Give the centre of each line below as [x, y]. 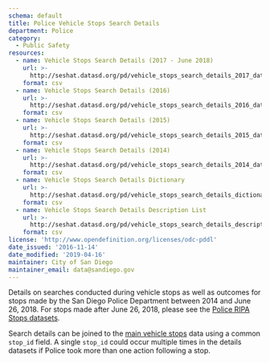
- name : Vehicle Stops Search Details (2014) [93, 150]
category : [25, 38]
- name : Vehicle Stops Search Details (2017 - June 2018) [115, 61]
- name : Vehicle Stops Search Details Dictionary [100, 180]
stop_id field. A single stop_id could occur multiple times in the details [125, 342]
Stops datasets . [34, 318]
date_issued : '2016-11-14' [53, 247]
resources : [27, 53]
